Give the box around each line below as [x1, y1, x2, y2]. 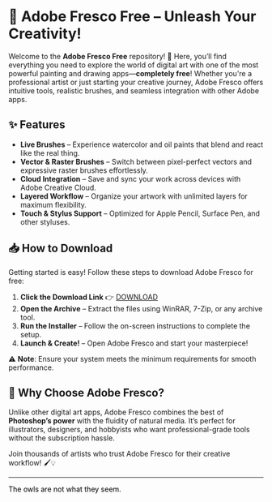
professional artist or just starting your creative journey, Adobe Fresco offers [8, 77, 264, 87]
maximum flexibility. [19, 200, 87, 209]
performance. [8, 363, 54, 372]
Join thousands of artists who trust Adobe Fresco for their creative [8, 449, 231, 459]
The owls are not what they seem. [8, 484, 121, 494]
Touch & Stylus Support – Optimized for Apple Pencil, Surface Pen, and [19, 208, 261, 218]
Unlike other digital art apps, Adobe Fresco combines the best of [8, 407, 224, 417]
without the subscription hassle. [8, 433, 115, 443]
